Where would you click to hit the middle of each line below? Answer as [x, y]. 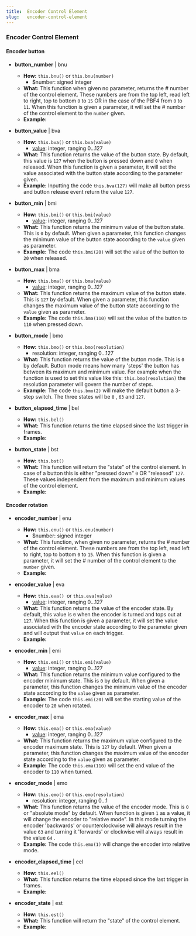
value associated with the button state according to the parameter [103, 173]
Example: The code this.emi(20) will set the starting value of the [102, 699]
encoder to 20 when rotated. [57, 705]
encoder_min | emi [38, 650]
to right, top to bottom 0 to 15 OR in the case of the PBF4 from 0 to [103, 101]
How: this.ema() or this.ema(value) [67, 728]
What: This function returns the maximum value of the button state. [104, 293]
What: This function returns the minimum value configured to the [102, 674]
